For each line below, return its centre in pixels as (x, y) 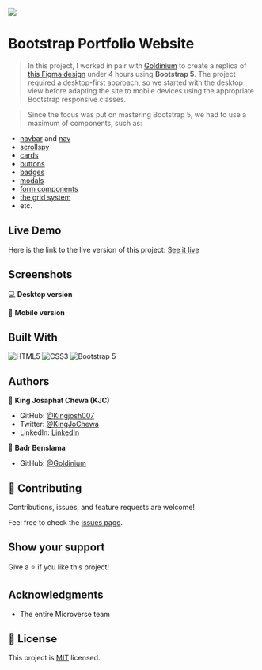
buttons (32, 163)
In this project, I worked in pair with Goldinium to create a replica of (137, 65)
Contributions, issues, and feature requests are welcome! (102, 507)
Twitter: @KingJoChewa (59, 424)
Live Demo (35, 231)
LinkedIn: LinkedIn (49, 432)
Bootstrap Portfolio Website (101, 44)
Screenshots (40, 274)
